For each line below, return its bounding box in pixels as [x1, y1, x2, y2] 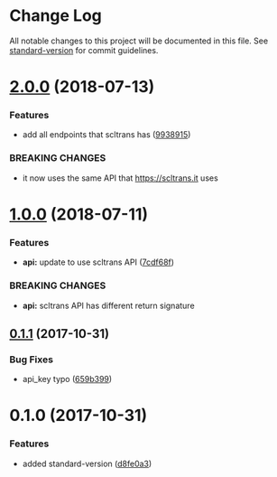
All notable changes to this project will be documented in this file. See [9, 35, 269, 46]
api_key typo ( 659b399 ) [22, 374, 113, 385]
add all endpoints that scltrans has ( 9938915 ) [22, 129, 191, 140]
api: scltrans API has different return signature [22, 300, 196, 311]
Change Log [9, 5, 102, 26]
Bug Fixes [9, 353, 54, 366]
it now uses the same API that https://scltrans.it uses [22, 173, 218, 183]
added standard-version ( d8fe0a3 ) [22, 458, 152, 469]
